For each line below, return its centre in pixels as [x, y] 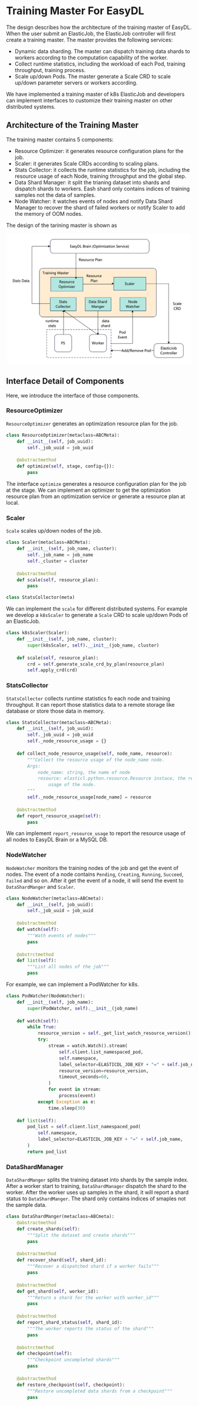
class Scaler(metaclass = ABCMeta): [49, 543]
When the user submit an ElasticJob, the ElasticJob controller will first [91, 33]
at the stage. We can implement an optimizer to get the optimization [88, 490]
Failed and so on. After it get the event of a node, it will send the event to [95, 880]
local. [13, 502]
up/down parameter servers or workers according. [76, 82]
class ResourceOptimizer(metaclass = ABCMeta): [63, 435]
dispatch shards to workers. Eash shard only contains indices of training [102, 189]
